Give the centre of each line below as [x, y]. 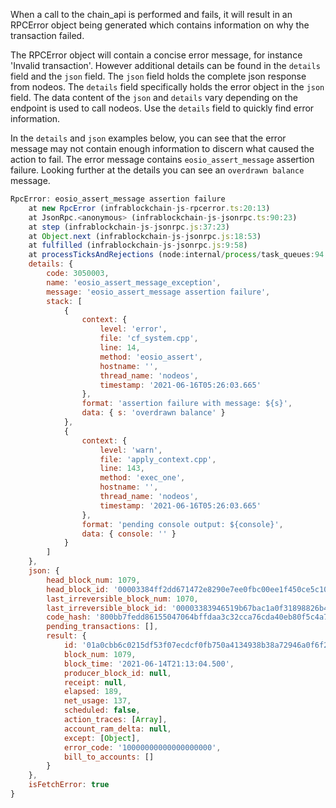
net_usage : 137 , [97, 701]
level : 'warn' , [131, 450]
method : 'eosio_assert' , [151, 357]
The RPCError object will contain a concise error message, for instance [156, 55]
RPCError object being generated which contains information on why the [160, 25]
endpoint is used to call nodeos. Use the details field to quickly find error [162, 108]
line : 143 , [122, 469]
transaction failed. [47, 35]
